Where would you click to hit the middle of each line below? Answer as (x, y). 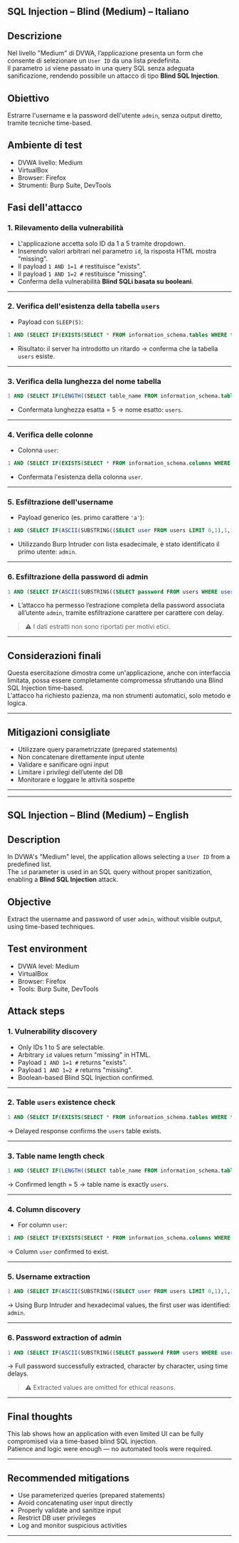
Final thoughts (40, 1417)
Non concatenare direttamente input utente (81, 757)
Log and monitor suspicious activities (72, 1525)
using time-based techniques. (51, 927)
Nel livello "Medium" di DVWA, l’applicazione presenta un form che (105, 53)
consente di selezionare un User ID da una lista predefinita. (94, 61)
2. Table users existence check (62, 1102)
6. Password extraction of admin (65, 1338)
